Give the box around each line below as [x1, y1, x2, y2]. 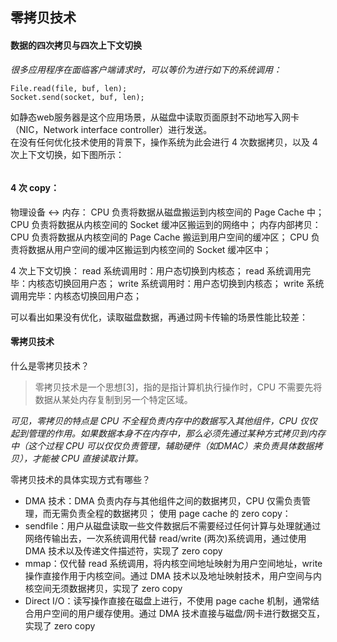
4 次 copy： [10, 182, 60, 194]
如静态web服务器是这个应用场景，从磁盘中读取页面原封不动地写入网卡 [10, 111, 300, 123]
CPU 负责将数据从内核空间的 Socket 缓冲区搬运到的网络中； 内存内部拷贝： [10, 218, 322, 230]
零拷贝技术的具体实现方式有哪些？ [10, 474, 151, 485]
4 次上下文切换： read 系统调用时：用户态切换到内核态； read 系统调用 [10, 264, 303, 277]
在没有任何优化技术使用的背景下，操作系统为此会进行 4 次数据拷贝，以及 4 [10, 136, 318, 148]
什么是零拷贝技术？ [10, 360, 90, 372]
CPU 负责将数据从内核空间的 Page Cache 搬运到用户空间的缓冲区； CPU [10, 231, 309, 243]
